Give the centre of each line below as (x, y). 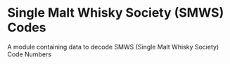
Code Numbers (29, 54)
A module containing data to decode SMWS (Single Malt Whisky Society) (113, 47)
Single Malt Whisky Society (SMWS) (116, 13)
